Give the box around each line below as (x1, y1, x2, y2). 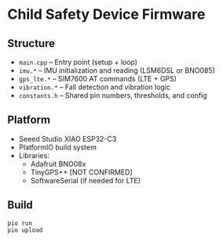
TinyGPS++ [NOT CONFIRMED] (30, 167, 133, 177)
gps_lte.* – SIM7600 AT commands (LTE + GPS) (18, 74, 177, 83)
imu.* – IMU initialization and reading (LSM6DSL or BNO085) (18, 66, 215, 75)
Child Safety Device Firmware (7, 5, 206, 23)
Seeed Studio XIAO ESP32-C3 (18, 134, 117, 143)
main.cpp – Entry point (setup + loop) (18, 57, 138, 67)
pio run (7, 219, 33, 227)
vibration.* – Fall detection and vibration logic (18, 82, 170, 92)
